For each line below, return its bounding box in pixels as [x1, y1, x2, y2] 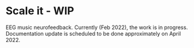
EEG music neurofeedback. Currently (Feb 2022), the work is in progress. [5, 24, 188, 31]
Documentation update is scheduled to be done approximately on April [5, 30, 181, 37]
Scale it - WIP [5, 4, 75, 18]
